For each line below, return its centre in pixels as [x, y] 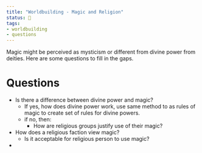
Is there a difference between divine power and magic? [84, 100]
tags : [13, 23]
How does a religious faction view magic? [67, 132]
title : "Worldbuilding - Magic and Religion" [65, 12]
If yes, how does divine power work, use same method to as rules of [110, 107]
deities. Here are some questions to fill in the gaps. [70, 59]
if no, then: [38, 119]
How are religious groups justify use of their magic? [98, 126]
